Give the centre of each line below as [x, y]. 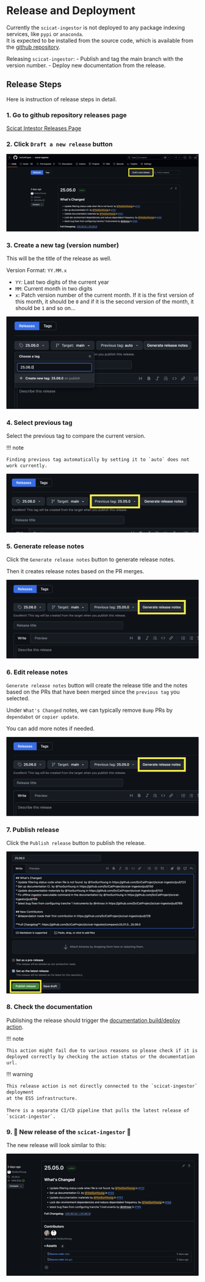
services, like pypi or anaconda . [45, 34]
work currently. [27, 465]
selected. [18, 698]
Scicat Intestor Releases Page [44, 128]
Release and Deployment [71, 11]
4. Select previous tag [39, 422]
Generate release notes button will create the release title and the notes [97, 686]
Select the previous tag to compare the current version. [76, 436]
